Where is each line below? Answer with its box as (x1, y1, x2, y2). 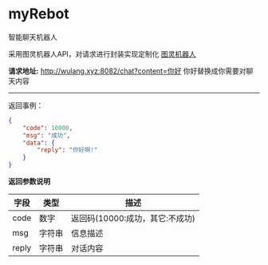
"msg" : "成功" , (22, 131, 71, 140)
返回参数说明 (8, 176, 50, 186)
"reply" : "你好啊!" (37, 146, 98, 154)
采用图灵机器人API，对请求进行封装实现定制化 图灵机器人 (8, 49, 197, 58)
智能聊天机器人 (8, 32, 57, 42)
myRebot (8, 5, 69, 23)
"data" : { (22, 139, 56, 147)
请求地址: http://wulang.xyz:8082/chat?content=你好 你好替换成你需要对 (8, 65, 246, 76)
